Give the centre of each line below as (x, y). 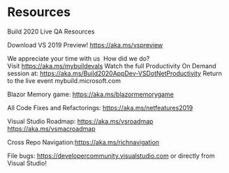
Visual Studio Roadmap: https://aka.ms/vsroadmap (80, 121)
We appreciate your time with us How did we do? (79, 58)
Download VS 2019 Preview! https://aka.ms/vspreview (85, 45)
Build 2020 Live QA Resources (51, 31)
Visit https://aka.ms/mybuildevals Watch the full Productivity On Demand (112, 66)
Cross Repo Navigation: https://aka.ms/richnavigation (83, 142)
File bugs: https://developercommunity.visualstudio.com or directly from (111, 156)
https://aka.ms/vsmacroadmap (51, 128)
